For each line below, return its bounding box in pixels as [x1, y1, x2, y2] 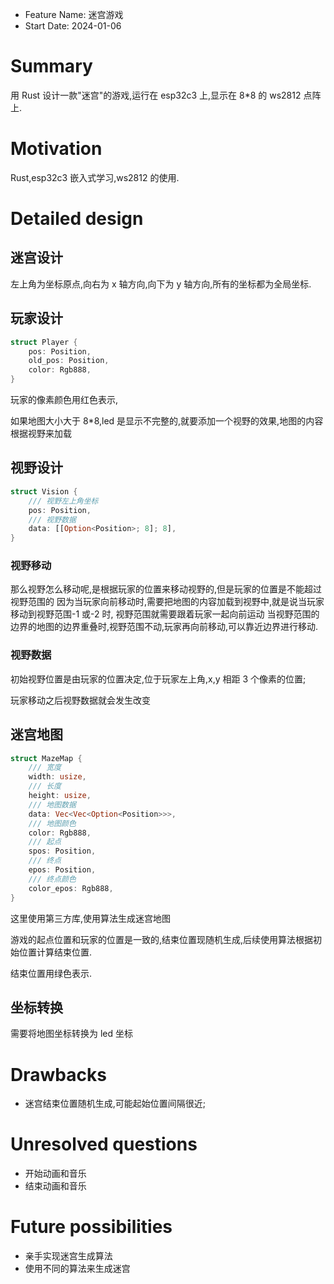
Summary [10, 55, 93, 78]
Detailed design [10, 208, 144, 230]
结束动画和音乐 [24, 1180, 87, 1192]
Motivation [10, 138, 103, 160]
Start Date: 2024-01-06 [24, 20, 122, 32]
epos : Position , [28, 865, 97, 875]
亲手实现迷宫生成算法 [24, 1250, 113, 1262]
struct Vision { [10, 486, 78, 497]
